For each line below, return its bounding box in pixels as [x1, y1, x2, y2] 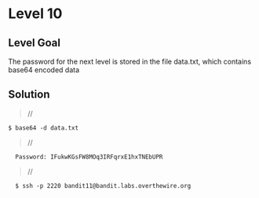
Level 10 [8, 5, 63, 23]
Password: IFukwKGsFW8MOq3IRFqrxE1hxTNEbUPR [15, 152, 163, 161]
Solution [8, 88, 50, 101]
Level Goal [8, 36, 61, 49]
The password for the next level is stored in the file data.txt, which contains [8, 57, 252, 66]
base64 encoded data [8, 65, 80, 75]
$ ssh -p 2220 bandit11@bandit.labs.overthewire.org [15, 181, 192, 189]
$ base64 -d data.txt [8, 123, 79, 132]
